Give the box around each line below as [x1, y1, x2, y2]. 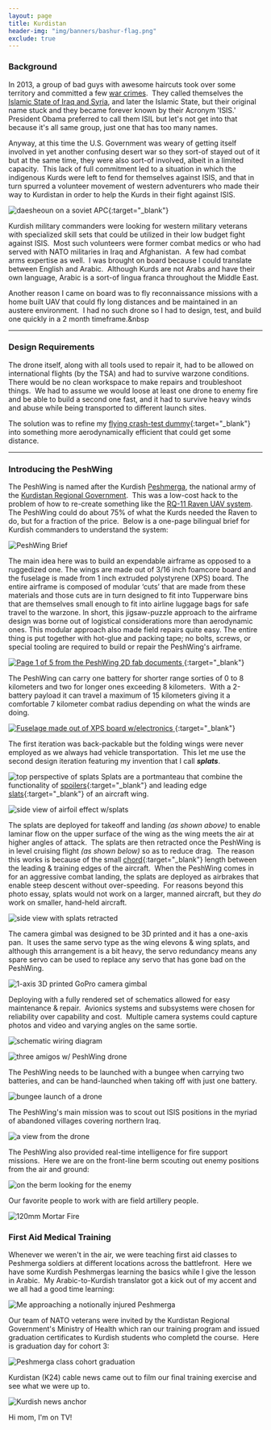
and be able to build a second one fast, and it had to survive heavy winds [8, 394, 252, 404]
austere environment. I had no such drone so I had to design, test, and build [8, 305, 262, 315]
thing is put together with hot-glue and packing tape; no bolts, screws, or [8, 634, 252, 643]
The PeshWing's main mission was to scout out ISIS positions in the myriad [8, 1107, 258, 1117]
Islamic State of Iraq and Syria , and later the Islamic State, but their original [8, 96, 256, 106]
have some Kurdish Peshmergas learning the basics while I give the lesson [8, 1267, 256, 1277]
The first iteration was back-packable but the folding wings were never [8, 739, 244, 749]
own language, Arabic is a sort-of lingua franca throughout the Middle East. [8, 272, 260, 282]
